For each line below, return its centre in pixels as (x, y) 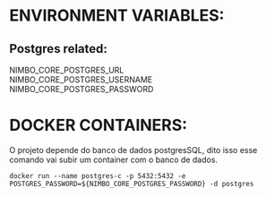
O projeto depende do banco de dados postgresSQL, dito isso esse (133, 150)
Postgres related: (58, 49)
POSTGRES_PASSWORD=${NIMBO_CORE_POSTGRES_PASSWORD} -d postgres (132, 184)
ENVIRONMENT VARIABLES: (117, 16)
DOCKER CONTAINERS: (99, 125)
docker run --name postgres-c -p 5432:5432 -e (98, 176)
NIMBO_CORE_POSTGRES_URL (67, 70)
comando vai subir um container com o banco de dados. (113, 159)
